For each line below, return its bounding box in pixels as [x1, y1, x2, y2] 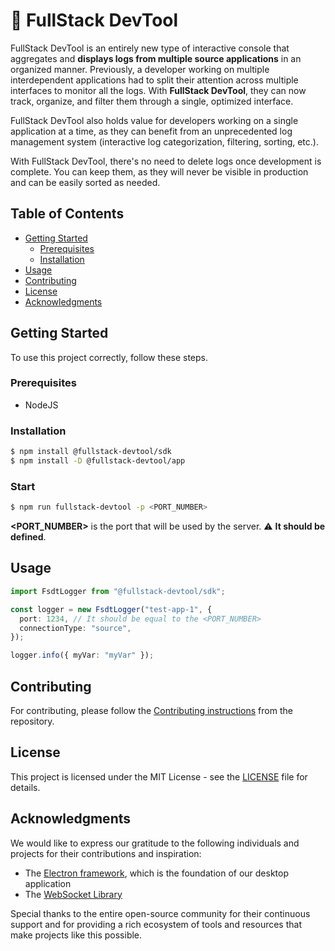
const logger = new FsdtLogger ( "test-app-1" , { [10, 604, 213, 614]
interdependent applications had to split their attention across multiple [10, 74, 299, 86]
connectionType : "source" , [19, 623, 132, 633]
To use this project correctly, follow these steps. [10, 351, 209, 363]
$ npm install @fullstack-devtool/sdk [10, 447, 172, 457]
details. [10, 781, 41, 793]
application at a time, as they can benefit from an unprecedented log [10, 125, 293, 137]
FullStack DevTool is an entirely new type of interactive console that [10, 42, 290, 54]
